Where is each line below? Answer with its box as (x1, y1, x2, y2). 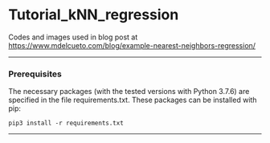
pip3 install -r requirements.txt (8, 119, 125, 128)
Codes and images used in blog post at (8, 32, 138, 42)
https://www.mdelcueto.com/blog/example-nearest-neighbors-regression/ (8, 40, 256, 50)
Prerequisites (8, 68, 62, 80)
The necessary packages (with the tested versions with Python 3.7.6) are (8, 87, 250, 96)
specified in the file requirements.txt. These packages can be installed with (8, 95, 257, 105)
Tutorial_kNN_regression (8, 6, 179, 24)
